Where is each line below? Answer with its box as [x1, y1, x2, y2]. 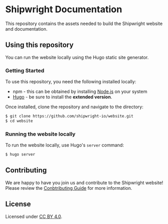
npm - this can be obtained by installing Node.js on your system [12, 88, 148, 95]
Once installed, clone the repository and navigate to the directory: [5, 104, 144, 110]
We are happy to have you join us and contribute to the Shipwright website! [5, 180, 163, 186]
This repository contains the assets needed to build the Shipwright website [5, 20, 163, 27]
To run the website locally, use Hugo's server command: [5, 142, 124, 148]
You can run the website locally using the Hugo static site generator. [5, 54, 149, 60]
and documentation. [5, 26, 47, 32]
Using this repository [5, 41, 74, 49]
